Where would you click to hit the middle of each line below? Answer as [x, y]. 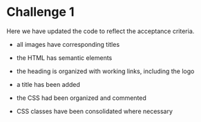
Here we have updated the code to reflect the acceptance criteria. [100, 31]
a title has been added [48, 84]
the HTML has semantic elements [64, 58]
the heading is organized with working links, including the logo [105, 71]
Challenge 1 [40, 12]
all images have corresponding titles [68, 44]
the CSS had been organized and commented [81, 98]
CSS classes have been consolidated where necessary [95, 111]
